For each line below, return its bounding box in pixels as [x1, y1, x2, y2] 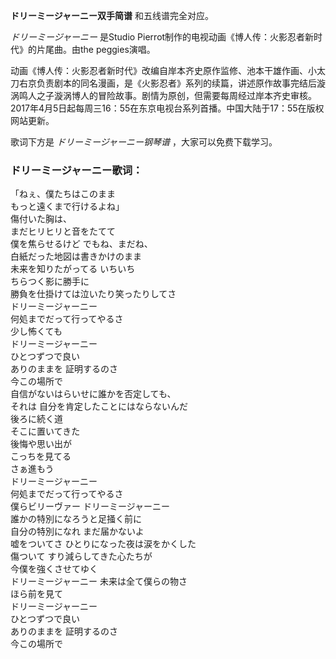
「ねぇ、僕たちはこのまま [10, 188, 116, 200]
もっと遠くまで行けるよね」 [10, 200, 125, 213]
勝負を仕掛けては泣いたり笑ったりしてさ [10, 288, 177, 300]
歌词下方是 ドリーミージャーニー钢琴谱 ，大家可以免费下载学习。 [10, 136, 278, 148]
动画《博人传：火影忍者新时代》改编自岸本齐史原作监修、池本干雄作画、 [10, 65, 308, 76]
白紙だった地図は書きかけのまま [10, 250, 142, 263]
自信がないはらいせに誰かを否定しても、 [10, 388, 177, 400]
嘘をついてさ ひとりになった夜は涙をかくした [10, 538, 197, 550]
